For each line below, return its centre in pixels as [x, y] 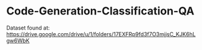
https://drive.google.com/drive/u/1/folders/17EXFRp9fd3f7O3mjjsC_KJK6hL [101, 34]
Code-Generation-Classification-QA [100, 11]
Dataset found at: [28, 28]
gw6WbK [18, 40]
